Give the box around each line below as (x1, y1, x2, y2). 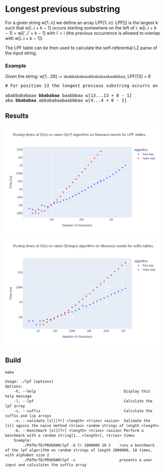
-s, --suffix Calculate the (14, 408, 153, 413)
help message (5, 393, 32, 398)
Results (5, 111, 29, 120)
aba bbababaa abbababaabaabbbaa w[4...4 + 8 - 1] (5, 98, 127, 104)
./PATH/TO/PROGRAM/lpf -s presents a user (23, 457, 153, 462)
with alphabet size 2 (5, 452, 50, 457)
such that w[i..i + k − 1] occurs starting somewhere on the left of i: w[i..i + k (5, 25, 157, 30)
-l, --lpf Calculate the (14, 398, 153, 403)
